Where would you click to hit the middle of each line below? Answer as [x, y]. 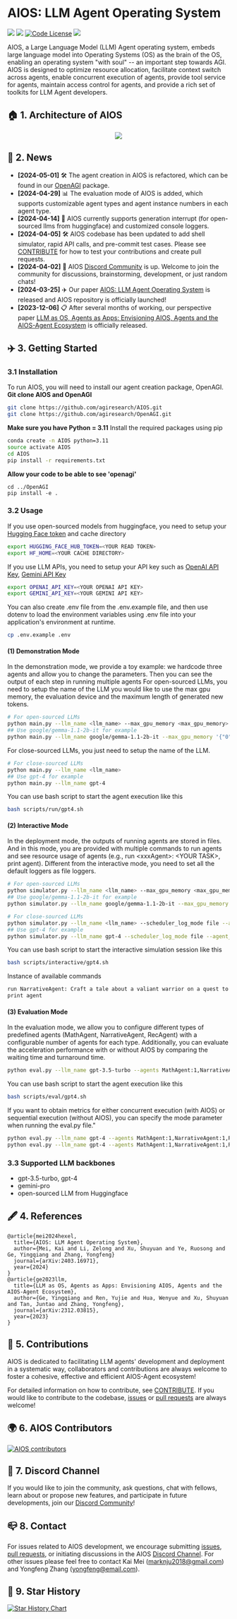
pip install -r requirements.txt [56, 461]
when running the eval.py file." [51, 1125]
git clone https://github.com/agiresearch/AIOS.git [85, 408]
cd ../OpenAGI [28, 487]
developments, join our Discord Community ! [71, 1503]
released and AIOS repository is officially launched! [92, 300]
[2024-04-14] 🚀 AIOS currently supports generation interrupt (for [113, 218]
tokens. [18, 704]
